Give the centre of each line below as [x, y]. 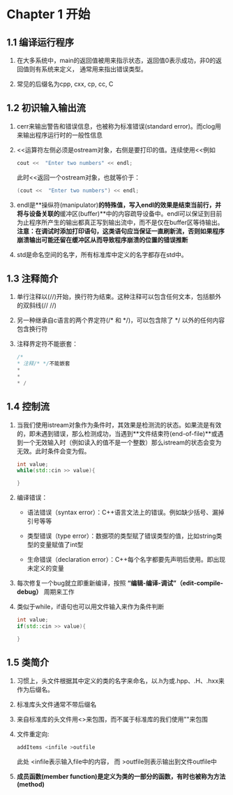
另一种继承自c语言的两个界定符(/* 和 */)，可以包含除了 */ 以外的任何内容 [120, 320]
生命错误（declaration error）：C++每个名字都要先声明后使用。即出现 [126, 560]
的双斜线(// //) [37, 305]
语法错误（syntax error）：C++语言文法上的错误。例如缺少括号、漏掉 [126, 512]
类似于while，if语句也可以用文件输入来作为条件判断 [90, 607]
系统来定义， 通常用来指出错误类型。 [94, 69]
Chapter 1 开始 [48, 14]
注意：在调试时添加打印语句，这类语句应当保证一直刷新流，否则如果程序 [120, 231]
